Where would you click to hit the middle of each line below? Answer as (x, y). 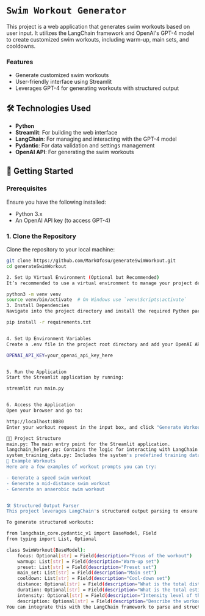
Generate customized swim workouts (62, 75)
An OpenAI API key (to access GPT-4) (63, 220)
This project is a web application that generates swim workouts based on (98, 26)
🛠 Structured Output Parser (43, 506)
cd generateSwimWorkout (37, 266)
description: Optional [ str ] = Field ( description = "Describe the (99, 601)
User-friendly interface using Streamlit (63, 82)
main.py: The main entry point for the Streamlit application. (88, 444)
